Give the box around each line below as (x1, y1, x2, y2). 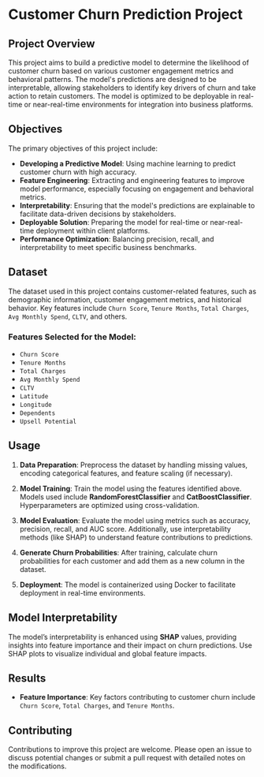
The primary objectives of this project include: (8, 144, 158, 153)
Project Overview (8, 37, 95, 50)
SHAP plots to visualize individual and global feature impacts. (8, 648, 207, 658)
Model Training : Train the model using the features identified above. (19, 484, 242, 493)
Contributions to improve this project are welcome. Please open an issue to (8, 745, 252, 754)
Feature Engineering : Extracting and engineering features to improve (19, 175, 245, 185)
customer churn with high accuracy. (19, 167, 137, 177)
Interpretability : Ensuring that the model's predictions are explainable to (19, 200, 255, 210)
